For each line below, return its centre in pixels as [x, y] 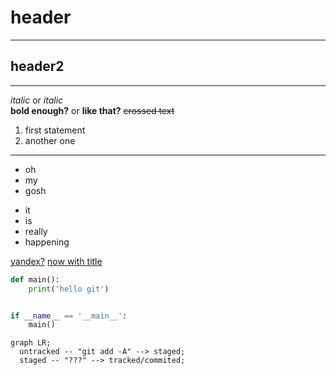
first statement [55, 130]
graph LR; [31, 343]
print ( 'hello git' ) [69, 289]
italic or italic [37, 100]
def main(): [35, 279]
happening [47, 242]
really [36, 231]
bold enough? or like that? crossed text [92, 110]
